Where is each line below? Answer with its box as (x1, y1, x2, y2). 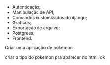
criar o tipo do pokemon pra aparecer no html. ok (5, 54, 105, 60)
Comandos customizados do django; (12, 15, 87, 20)
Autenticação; (12, 4, 41, 10)
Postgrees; (12, 30, 35, 36)
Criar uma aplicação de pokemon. (5, 45, 74, 50)
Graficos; (12, 20, 31, 25)
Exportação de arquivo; (12, 25, 60, 31)
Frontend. (12, 35, 32, 41)
